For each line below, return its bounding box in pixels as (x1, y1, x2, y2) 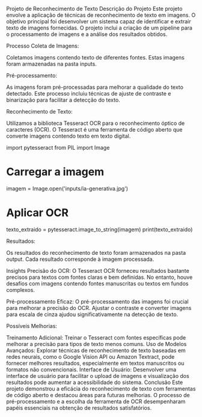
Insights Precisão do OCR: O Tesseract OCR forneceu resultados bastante (6, 267, 189, 274)
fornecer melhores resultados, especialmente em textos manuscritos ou (6, 359, 185, 367)
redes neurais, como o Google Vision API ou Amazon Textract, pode (6, 353, 175, 360)
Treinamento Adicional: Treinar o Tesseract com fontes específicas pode (6, 333, 186, 341)
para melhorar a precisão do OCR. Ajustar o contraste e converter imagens (6, 304, 192, 311)
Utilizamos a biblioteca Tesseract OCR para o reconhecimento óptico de (6, 120, 185, 127)
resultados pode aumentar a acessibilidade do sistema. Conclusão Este (6, 379, 183, 386)
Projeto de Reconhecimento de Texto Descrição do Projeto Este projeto (6, 5, 183, 12)
